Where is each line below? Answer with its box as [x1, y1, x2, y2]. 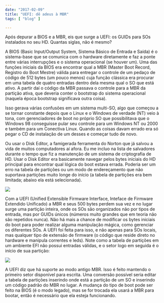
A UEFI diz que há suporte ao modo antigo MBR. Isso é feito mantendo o [5, 267, 151, 273]
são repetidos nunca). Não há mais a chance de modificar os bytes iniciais [5, 217, 155, 223]
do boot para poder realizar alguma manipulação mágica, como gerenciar [5, 222, 154, 228]
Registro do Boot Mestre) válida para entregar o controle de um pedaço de [5, 70, 156, 76]
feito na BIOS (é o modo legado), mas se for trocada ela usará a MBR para [5, 287, 154, 293]
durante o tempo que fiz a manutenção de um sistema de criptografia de [5, 151, 152, 157]
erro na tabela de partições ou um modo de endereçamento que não [5, 167, 143, 173]
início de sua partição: [5, 248, 50, 254]
